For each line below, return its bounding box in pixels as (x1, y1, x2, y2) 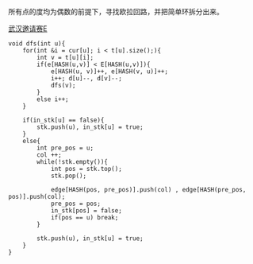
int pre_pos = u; (36, 144, 94, 152)
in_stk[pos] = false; (50, 207, 123, 215)
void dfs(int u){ (8, 40, 66, 48)
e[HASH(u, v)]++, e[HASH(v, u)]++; (50, 68, 169, 76)
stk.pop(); (50, 172, 87, 180)
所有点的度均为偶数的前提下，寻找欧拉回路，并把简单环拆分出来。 (8, 7, 224, 16)
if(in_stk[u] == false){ (22, 116, 105, 124)
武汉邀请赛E (8, 24, 48, 33)
